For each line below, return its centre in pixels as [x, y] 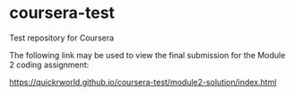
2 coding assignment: [49, 65]
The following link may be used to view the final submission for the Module [147, 55]
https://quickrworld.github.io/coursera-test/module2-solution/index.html [143, 82]
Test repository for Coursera [62, 38]
